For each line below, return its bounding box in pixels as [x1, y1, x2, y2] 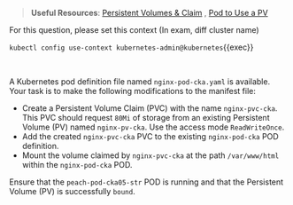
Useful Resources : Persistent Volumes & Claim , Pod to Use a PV [30, 8, 268, 18]
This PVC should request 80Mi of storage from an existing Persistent [21, 113, 270, 122]
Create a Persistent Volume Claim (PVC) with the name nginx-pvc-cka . [21, 103, 278, 114]
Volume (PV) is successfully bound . [9, 186, 135, 196]
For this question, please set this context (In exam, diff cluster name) [9, 25, 259, 35]
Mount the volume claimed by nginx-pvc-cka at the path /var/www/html [21, 150, 280, 161]
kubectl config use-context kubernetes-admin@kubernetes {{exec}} [9, 42, 254, 52]
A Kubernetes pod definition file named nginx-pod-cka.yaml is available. [9, 76, 271, 87]
